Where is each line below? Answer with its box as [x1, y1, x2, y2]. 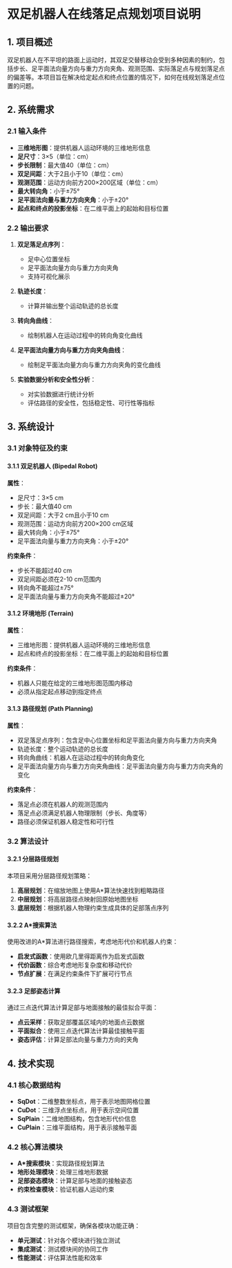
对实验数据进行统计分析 [27, 389, 95, 398]
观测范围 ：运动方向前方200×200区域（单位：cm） [17, 178, 162, 186]
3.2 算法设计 [7, 836, 49, 846]
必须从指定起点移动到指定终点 [17, 687, 102, 696]
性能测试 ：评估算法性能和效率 [17, 1253, 102, 1262]
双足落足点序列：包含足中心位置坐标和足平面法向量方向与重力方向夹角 [17, 736, 217, 744]
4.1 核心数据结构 [7, 1080, 61, 1090]
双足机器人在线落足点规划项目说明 [7, 6, 202, 22]
